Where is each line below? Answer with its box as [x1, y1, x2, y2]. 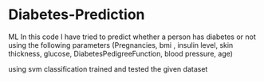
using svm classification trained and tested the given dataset [8, 64, 208, 73]
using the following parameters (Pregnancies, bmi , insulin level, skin [8, 40, 234, 49]
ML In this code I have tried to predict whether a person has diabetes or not [8, 32, 257, 41]
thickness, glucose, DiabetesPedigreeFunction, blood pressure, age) [8, 49, 234, 58]
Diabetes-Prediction [8, 6, 145, 24]
